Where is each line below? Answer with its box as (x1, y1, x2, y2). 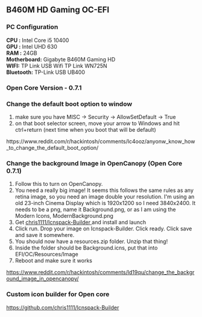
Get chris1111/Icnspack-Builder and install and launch (14, 219, 147, 226)
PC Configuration (6, 23, 58, 31)
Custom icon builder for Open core (6, 290, 110, 298)
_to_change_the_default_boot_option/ (6, 144, 99, 151)
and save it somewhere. (14, 232, 75, 239)
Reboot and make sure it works (14, 257, 92, 264)
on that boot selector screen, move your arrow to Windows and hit (14, 120, 180, 127)
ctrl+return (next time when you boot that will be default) (14, 126, 157, 133)
